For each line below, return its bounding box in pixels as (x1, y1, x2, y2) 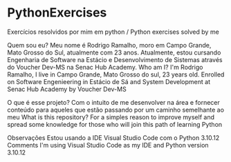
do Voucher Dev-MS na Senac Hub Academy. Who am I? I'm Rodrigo (7, 63, 203, 71)
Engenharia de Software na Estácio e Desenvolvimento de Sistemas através (7, 55, 223, 63)
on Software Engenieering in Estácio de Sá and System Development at (7, 77, 211, 85)
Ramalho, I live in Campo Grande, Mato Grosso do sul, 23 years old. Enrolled (7, 70, 225, 79)
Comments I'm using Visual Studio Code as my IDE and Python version (7, 141, 209, 149)
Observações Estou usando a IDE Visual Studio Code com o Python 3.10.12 (7, 133, 220, 142)
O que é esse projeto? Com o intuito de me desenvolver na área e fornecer (7, 98, 220, 106)
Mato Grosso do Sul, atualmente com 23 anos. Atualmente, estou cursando (7, 48, 221, 57)
